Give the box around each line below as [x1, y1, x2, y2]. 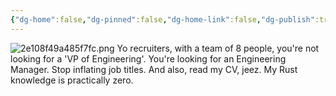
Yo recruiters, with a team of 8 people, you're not [116, 42, 320, 54]
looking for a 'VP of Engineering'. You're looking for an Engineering [10, 52, 287, 65]
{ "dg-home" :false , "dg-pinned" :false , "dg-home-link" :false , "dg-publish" [10, 14, 315, 25]
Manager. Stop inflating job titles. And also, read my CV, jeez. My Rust [10, 63, 298, 75]
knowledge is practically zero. [10, 74, 134, 86]
